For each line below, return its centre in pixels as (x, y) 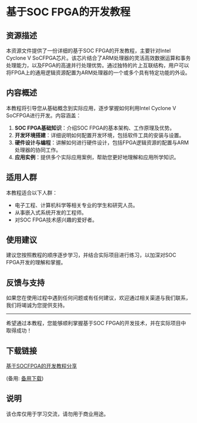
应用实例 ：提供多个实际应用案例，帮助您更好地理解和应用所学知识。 (97, 157)
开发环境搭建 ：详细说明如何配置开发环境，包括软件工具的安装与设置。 (99, 135)
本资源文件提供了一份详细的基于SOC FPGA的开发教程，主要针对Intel (89, 51)
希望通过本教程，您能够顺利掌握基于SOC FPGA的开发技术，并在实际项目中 (96, 323)
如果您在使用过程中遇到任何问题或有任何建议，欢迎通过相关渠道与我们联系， (98, 298)
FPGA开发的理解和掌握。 (36, 262)
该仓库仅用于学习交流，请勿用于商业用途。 (57, 414)
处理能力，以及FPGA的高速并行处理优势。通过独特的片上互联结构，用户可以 (98, 65)
